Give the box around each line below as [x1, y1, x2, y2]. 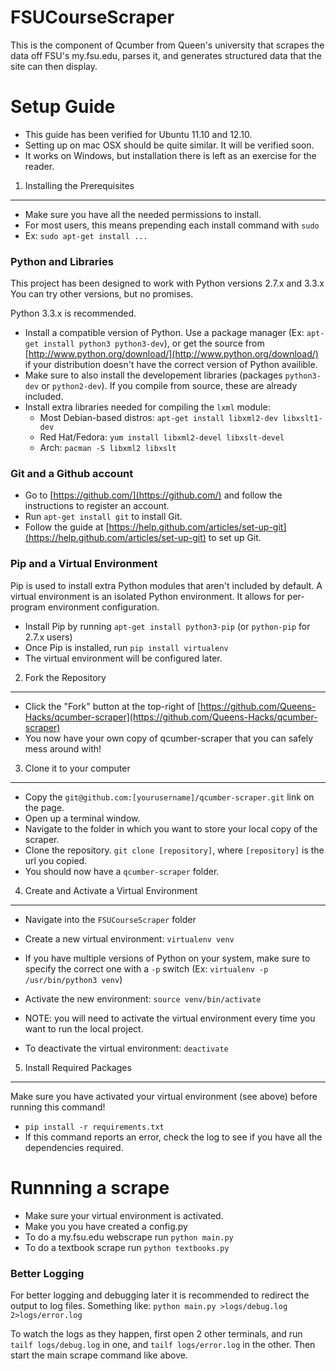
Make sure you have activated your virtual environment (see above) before [10, 1090, 318, 1102]
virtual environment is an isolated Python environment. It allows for [10, 590, 285, 602]
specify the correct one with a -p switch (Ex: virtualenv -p [24, 962, 269, 975]
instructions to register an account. [24, 500, 170, 512]
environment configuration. [47, 601, 160, 613]
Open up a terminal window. [24, 812, 141, 824]
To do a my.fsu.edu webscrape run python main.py [24, 1231, 234, 1243]
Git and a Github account [10, 467, 134, 481]
